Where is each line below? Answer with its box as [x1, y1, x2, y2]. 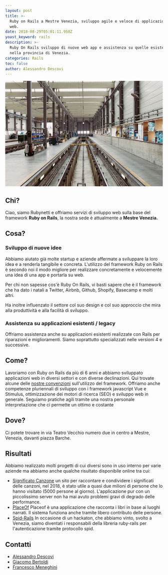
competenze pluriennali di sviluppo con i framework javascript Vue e [5, 385, 146, 391]
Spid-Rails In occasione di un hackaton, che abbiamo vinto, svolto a [12, 515, 152, 521]
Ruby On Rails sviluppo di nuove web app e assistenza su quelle [9, 45, 149, 50]
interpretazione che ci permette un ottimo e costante [5, 401, 114, 407]
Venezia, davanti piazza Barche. [5, 435, 71, 441]
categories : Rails [5, 56, 43, 61]
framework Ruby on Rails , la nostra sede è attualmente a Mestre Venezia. [5, 215, 158, 221]
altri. [5, 292, 14, 298]
